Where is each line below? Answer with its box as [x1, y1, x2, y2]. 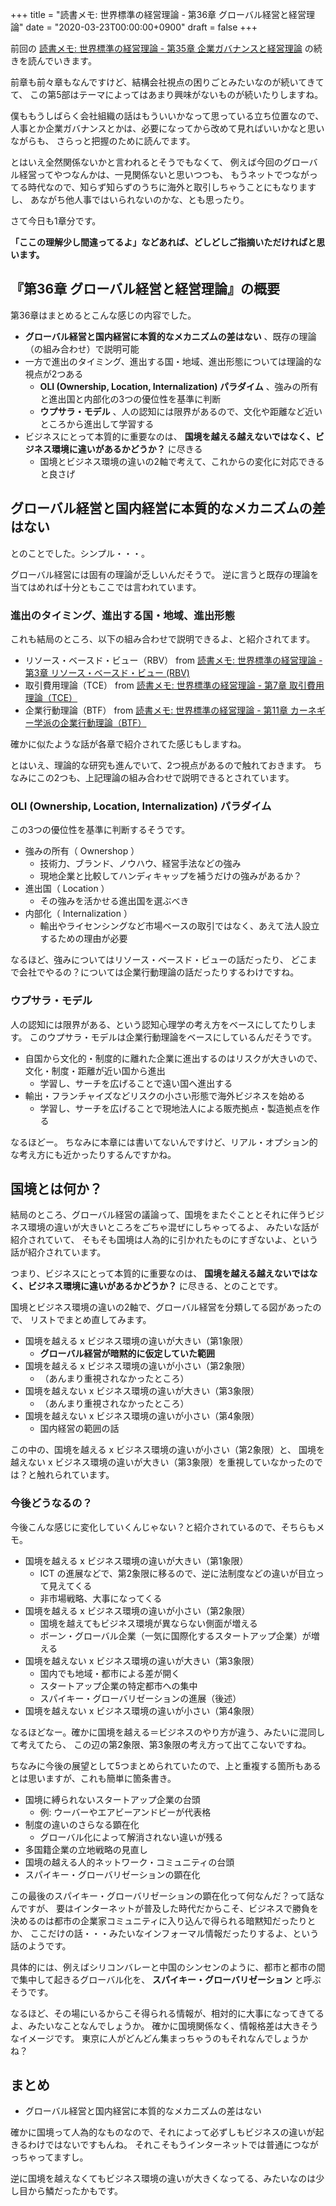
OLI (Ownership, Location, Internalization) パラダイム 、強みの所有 [39, 380, 319, 392]
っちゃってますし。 [10, 2151, 89, 2163]
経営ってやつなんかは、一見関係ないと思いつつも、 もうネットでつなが [18, 169, 310, 180]
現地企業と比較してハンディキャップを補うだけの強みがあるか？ [39, 870, 303, 882]
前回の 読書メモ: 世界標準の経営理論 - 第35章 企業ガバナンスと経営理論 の [10, 43, 314, 54]
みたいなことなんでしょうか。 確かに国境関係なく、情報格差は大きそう [27, 2019, 319, 2032]
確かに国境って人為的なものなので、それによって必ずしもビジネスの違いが [10, 2126, 316, 2138]
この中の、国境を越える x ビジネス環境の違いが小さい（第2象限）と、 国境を [10, 1444, 326, 1456]
